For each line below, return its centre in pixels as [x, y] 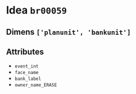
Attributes [25, 51]
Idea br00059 [37, 10]
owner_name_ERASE [36, 85]
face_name [27, 73]
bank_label [28, 79]
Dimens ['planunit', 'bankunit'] [69, 32]
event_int [27, 66]
